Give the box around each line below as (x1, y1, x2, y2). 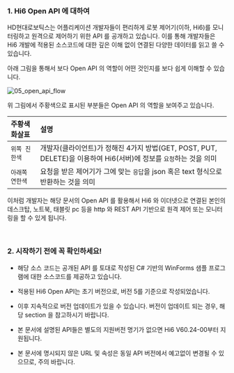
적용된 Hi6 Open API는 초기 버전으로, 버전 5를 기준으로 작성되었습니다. (17, 287, 210, 295)
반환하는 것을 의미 (40, 177, 95, 187)
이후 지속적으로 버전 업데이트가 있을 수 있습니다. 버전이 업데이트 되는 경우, (17, 301, 218, 310)
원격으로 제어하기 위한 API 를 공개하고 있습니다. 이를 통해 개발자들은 (31, 32, 216, 40)
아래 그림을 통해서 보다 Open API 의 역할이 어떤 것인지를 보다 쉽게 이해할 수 (7, 64, 212, 72)
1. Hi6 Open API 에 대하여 (7, 6, 91, 15)
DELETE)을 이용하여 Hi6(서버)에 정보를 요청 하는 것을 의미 (40, 154, 217, 164)
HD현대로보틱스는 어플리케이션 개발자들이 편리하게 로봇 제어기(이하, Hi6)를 (7, 23, 211, 32)
